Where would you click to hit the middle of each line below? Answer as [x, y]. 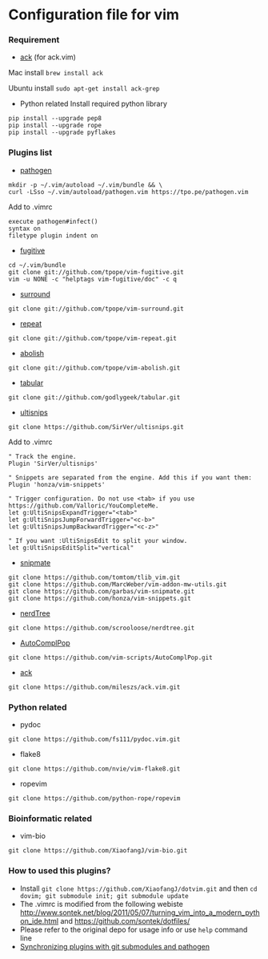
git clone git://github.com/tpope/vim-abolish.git [94, 368]
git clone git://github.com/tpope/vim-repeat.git [93, 338]
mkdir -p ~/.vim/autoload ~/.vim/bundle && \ [85, 185]
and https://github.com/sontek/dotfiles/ [125, 921]
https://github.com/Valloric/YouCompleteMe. [84, 506]
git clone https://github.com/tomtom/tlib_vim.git [94, 577]
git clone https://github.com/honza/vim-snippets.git [100, 598]
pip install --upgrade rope [55, 126]
